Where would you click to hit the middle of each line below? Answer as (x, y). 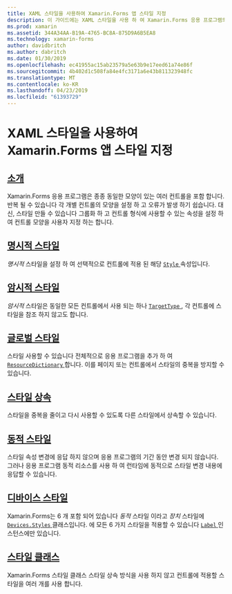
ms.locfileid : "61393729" (44, 97)
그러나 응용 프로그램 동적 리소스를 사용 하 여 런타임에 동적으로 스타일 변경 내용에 (115, 466)
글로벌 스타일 (33, 338)
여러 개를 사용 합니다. (54, 584)
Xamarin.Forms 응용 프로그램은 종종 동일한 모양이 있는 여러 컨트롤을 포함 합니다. (116, 196)
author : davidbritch (37, 46)
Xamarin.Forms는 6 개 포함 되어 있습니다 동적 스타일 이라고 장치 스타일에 (106, 516)
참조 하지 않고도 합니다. (57, 314)
